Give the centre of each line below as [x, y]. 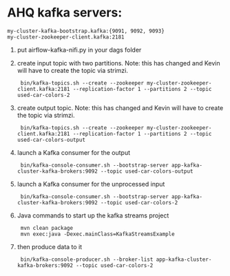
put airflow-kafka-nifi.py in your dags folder [79, 50]
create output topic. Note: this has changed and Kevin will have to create [120, 107]
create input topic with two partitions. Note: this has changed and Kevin [118, 63]
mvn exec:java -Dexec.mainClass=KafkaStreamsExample [97, 234]
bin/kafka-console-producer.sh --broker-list [87, 259]
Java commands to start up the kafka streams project [93, 215]
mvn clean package [47, 228]
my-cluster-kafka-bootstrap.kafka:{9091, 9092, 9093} [86, 31]
